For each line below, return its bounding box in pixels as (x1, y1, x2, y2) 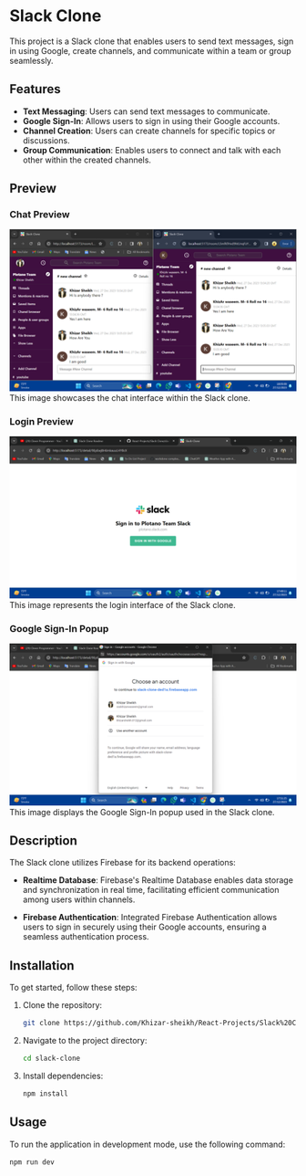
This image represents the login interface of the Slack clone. (9, 599, 236, 610)
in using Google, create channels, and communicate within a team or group (9, 45, 291, 56)
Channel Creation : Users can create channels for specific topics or (22, 125, 276, 136)
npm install (22, 1088, 68, 1098)
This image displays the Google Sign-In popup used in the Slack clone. (9, 806, 275, 817)
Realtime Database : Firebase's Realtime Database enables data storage (22, 875, 294, 886)
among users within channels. (22, 894, 136, 905)
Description (9, 833, 77, 848)
